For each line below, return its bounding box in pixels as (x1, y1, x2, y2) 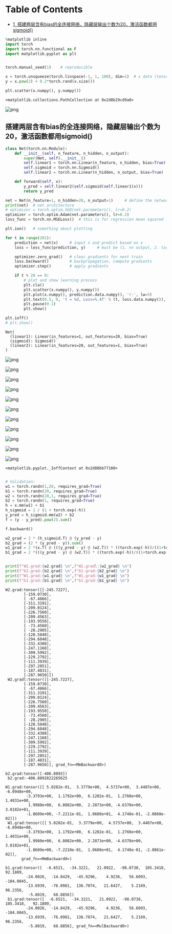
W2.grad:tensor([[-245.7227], (5, 587, 70, 592)
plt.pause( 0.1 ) (24, 301, 56, 307)
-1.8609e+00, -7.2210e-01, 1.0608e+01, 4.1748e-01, (26, 847, 143, 853)
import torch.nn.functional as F (5, 46, 77, 52)
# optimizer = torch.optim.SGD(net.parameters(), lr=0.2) (5, 207, 132, 213)
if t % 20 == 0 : (14, 273, 50, 278)
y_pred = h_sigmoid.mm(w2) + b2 (5, 512, 74, 517)
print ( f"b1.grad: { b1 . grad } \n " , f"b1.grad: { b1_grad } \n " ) (5, 578, 130, 583)
